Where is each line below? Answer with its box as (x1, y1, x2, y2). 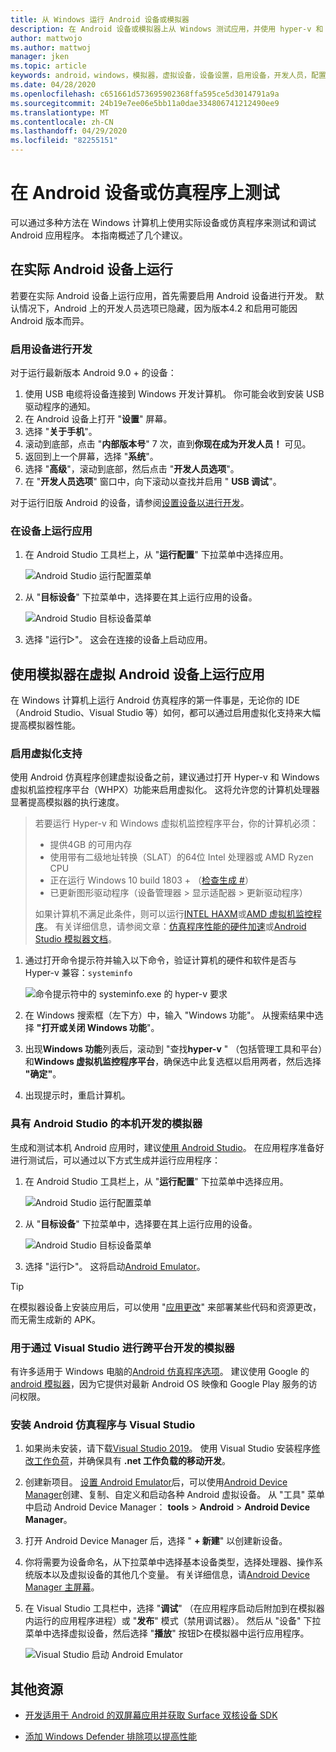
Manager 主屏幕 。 (24, 1581, 100, 1593)
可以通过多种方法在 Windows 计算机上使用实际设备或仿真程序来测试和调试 (10, 216, 317, 228)
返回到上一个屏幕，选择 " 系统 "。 (24, 451, 159, 463)
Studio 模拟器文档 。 (34, 933, 117, 945)
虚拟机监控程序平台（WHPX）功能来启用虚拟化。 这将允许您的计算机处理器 (10, 784, 320, 796)
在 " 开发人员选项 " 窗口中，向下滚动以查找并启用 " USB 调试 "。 (24, 476, 282, 488)
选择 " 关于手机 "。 (24, 426, 98, 438)
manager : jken (10, 52, 70, 62)
